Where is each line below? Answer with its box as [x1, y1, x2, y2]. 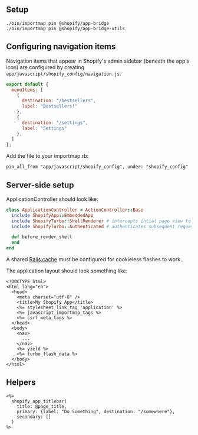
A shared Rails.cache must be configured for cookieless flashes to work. [6, 256, 183, 263]
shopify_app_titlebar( [11, 398, 67, 404]
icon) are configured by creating [6, 63, 85, 70]
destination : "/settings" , [21, 119, 88, 126]
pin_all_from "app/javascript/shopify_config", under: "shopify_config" [6, 164, 189, 170]
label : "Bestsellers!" [21, 103, 78, 109]
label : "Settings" [21, 125, 67, 131]
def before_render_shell [11, 234, 72, 240]
